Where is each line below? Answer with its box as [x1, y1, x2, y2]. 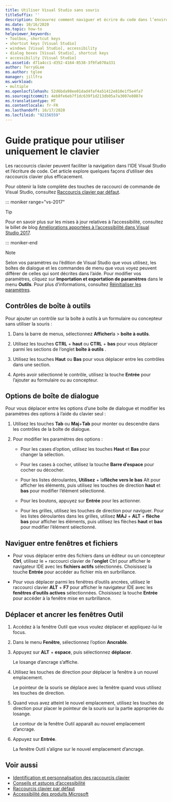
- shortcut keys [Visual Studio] [5, 41, 77, 46]
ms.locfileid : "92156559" [5, 112, 60, 118]
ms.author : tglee [5, 70, 42, 75]
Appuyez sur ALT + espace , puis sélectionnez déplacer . [12, 649, 132, 655]
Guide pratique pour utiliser [5, 135, 125, 146]
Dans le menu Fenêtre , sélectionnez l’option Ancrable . [12, 639, 128, 645]
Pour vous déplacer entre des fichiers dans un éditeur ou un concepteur [12, 552, 165, 559]
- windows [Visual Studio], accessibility [5, 46, 97, 51]
